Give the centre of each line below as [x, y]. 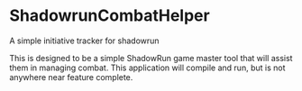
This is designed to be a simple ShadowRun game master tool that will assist [151, 58]
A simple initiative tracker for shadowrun [84, 41]
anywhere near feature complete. [71, 77]
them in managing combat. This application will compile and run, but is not [147, 68]
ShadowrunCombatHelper [110, 16]
